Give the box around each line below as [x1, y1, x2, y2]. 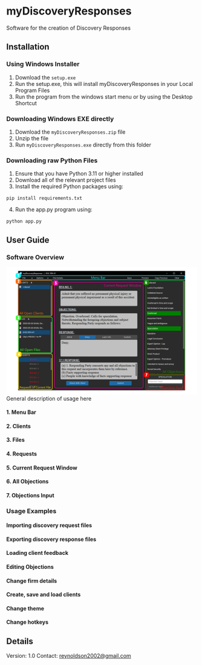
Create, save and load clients [6, 591, 81, 598]
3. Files [6, 436, 25, 444]
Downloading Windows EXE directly [6, 114, 114, 123]
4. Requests [6, 450, 37, 457]
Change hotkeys [6, 618, 49, 626]
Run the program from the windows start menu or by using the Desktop [15, 93, 193, 100]
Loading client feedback [6, 549, 68, 557]
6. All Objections [6, 478, 49, 485]
